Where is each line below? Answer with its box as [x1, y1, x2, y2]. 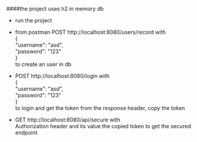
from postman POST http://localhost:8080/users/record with [15, 28, 166, 36]
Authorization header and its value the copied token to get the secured [15, 123, 192, 129]
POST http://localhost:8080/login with [15, 73, 110, 79]
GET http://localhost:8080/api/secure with [15, 116, 121, 123]
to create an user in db [15, 60, 72, 68]
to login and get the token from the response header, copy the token [15, 105, 186, 111]
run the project [15, 17, 53, 24]
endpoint [15, 129, 38, 136]
